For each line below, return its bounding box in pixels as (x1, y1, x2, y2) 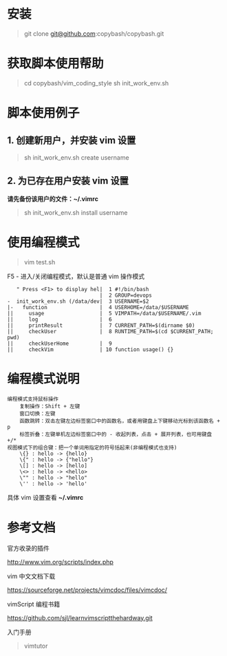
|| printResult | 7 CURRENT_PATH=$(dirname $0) (7, 321, 195, 329)
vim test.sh (23, 257, 56, 266)
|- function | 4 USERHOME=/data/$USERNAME (7, 304, 189, 310)
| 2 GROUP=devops (99, 292, 153, 299)
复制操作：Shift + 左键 (19, 403, 80, 410)
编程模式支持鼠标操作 (7, 395, 58, 403)
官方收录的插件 (7, 544, 50, 552)
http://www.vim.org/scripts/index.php (7, 558, 113, 566)
